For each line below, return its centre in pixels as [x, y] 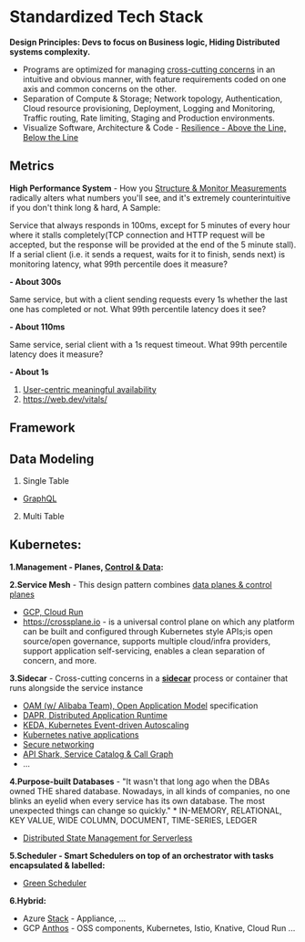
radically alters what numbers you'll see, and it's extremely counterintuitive [150, 197]
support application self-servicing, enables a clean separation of [144, 651]
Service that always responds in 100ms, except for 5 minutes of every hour [150, 225]
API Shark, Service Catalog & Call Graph [98, 754]
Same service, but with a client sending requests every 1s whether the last [149, 299]
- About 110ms [37, 327]
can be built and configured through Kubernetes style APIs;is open [147, 631]
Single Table [46, 480]
